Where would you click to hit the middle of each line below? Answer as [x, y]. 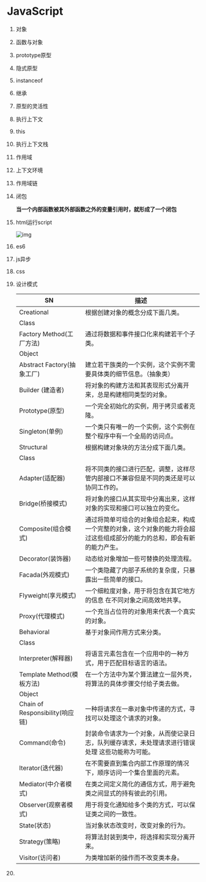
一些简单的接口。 [122, 579]
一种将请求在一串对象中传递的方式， [137, 708]
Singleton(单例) [41, 431]
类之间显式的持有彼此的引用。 [128, 793]
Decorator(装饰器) [45, 558]
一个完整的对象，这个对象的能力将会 [137, 529]
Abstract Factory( [44, 364]
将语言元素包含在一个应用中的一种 [134, 653]
